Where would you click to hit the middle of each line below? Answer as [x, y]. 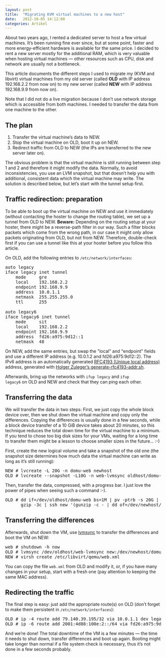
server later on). [29, 153]
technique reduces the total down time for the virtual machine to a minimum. [83, 430]
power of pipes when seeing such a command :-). [56, 490]
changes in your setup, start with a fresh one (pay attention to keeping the [81, 572]
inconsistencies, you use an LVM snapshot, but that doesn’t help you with [80, 173]
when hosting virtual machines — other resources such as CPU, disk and [79, 59]
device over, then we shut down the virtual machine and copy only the [77, 414]
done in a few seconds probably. [38, 649]
